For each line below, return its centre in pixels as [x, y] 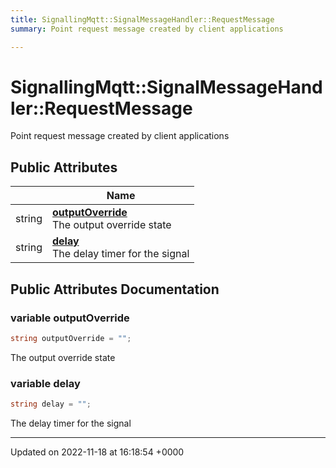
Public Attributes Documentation [115, 289]
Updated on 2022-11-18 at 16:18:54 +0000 [97, 452]
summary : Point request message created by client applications [147, 29]
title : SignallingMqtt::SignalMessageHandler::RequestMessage [142, 19]
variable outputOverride [70, 318]
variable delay [45, 383]
